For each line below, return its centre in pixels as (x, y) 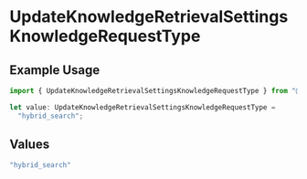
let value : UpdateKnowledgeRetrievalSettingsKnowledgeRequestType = (143, 107)
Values (30, 145)
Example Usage (55, 70)
